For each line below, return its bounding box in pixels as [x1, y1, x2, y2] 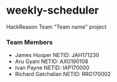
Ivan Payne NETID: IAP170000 [14, 64, 90, 71]
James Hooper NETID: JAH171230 [14, 52, 100, 59]
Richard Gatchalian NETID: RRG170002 [14, 71, 111, 78]
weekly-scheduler [6, 4, 99, 17]
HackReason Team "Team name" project [6, 23, 107, 30]
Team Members [6, 38, 53, 46]
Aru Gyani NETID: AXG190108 [14, 58, 89, 65]
